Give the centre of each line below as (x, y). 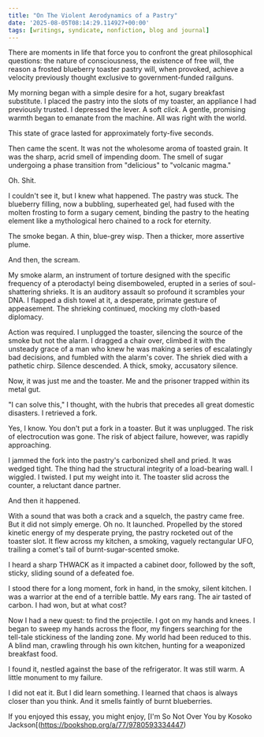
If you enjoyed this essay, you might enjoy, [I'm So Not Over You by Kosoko (130, 717)
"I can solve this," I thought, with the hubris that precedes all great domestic (131, 405)
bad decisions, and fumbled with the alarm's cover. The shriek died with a (128, 357)
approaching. (30, 445)
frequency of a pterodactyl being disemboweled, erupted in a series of (123, 284)
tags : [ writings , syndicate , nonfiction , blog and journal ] (109, 30)
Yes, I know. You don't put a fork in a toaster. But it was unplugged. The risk (131, 428)
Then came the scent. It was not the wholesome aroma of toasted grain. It (128, 149)
